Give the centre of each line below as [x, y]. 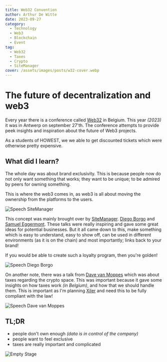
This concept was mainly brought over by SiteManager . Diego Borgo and [80, 218]
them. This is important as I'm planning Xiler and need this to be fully [76, 290]
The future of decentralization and [78, 95]
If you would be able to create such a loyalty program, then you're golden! [81, 255]
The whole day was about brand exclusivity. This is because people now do [83, 173]
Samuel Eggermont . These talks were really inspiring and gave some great [82, 224]
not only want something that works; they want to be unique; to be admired [82, 179]
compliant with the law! [29, 296]
